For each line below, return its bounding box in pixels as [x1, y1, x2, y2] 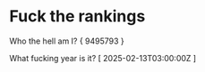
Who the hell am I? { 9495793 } [9, 36, 125, 46]
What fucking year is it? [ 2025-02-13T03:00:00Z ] [9, 52, 197, 63]
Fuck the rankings [9, 6, 146, 27]
